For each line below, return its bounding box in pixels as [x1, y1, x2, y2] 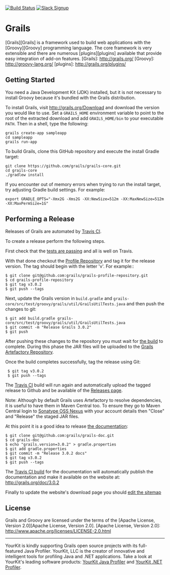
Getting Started [5, 76, 55, 84]
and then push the [126, 300, 164, 307]
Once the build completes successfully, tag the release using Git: [5, 359, 141, 365]
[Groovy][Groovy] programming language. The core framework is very [5, 45, 152, 51]
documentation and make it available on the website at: [5, 474, 120, 480]
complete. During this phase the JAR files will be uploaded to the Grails [5, 343, 153, 349]
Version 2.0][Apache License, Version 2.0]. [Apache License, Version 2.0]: [5, 523, 160, 529]
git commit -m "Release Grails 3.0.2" [10, 325, 92, 330]
